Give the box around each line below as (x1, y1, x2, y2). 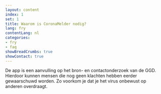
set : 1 (5, 16, 19, 21)
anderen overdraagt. (5, 83, 48, 89)
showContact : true (5, 53, 44, 59)
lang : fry (5, 26, 26, 31)
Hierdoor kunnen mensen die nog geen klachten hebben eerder (5, 73, 137, 79)
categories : (5, 35, 30, 40)
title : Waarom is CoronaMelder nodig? (5, 21, 87, 26)
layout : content (5, 7, 39, 12)
